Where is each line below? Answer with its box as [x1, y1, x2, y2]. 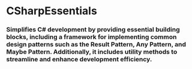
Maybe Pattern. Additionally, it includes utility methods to [6, 48, 178, 56]
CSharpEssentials [6, 4, 97, 18]
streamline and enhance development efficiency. [6, 55, 152, 64]
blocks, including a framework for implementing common [6, 33, 177, 41]
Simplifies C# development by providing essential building [6, 26, 180, 34]
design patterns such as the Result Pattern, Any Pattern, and [6, 40, 186, 49]
